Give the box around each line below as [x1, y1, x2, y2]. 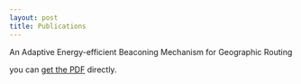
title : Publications [9, 22, 87, 31]
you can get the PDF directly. [9, 64, 117, 75]
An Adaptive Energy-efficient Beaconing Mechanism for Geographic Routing [9, 46, 293, 57]
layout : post [9, 13, 59, 23]
